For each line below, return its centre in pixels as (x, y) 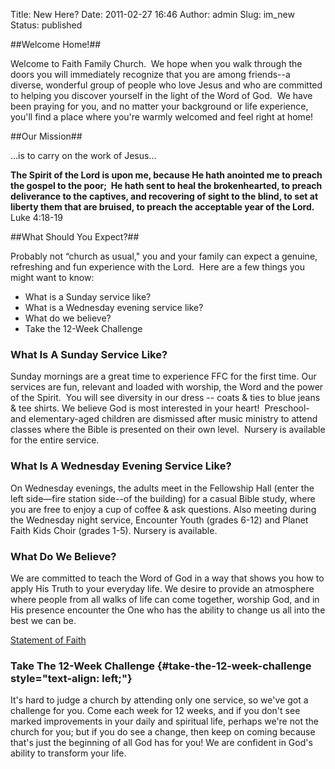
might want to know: (52, 277)
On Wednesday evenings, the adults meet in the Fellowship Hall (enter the (162, 488)
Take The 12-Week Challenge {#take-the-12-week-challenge (161, 666)
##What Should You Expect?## (75, 237)
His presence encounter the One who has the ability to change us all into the (168, 610)
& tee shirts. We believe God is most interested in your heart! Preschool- (160, 408)
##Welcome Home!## (56, 44)
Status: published (46, 25)
